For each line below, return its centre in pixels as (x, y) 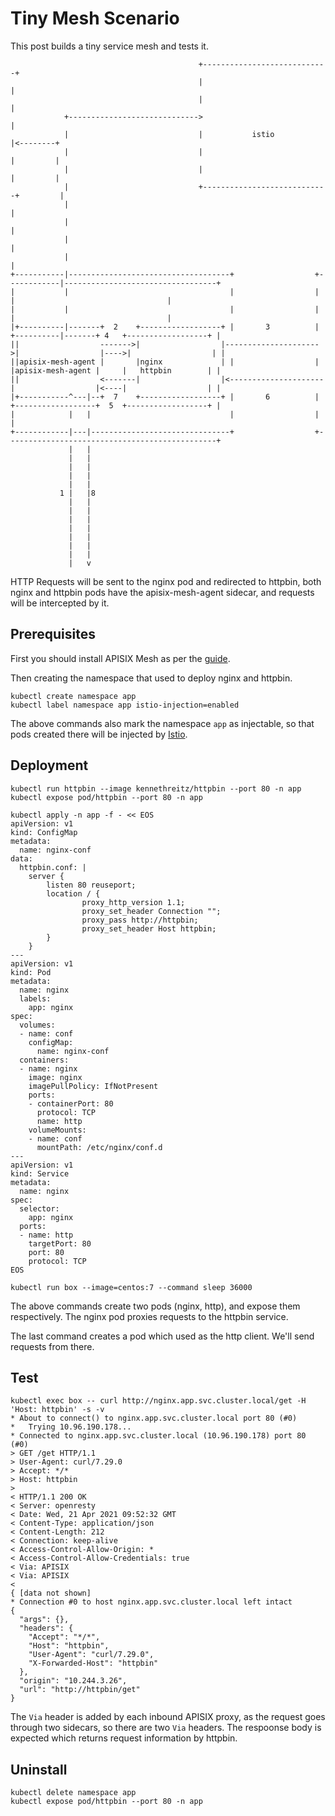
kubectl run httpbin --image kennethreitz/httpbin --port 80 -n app (156, 788)
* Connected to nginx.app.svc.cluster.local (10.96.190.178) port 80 (158, 1436)
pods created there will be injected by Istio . (99, 734)
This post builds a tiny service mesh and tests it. (109, 46)
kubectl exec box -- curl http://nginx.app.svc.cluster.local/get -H (158, 1401)
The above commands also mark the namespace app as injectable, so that (162, 723)
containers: (44, 1060)
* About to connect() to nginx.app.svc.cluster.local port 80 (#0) (154, 1418)
